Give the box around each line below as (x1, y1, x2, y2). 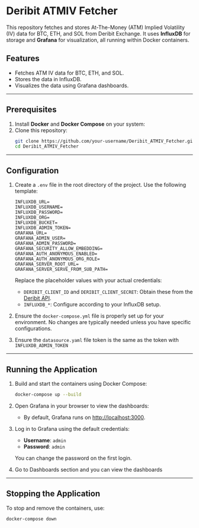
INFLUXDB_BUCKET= (14, 220, 58, 226)
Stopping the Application (6, 489, 101, 499)
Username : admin (23, 437, 66, 444)
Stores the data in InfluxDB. (14, 75, 82, 82)
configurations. (14, 325, 52, 332)
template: (14, 188, 38, 195)
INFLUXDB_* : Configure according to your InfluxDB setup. (23, 301, 161, 308)
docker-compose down (6, 516, 57, 522)
